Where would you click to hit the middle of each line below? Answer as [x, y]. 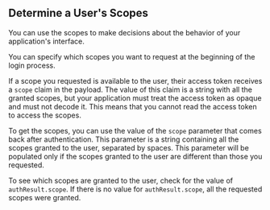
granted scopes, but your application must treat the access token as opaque [135, 98]
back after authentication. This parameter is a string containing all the [124, 139]
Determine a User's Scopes [79, 13]
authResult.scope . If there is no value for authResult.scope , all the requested [135, 189]
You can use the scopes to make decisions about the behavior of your [125, 32]
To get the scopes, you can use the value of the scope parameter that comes [135, 130]
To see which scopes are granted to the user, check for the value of [121, 180]
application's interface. [46, 41]
